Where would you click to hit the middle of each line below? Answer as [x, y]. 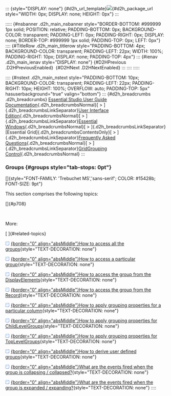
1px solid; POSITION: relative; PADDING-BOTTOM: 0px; [63, 29]
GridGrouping [93, 148]
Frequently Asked [97, 138]
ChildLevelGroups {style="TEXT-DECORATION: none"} [62, 326]
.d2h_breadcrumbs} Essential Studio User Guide [56, 99]
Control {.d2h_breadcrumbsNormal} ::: [45, 154]
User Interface [94, 110]
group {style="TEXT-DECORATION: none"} [50, 265]
